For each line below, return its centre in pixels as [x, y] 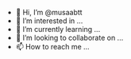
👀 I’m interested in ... [49, 21]
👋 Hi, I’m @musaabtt [49, 12]
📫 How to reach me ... [52, 47]
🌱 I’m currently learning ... [58, 29]
